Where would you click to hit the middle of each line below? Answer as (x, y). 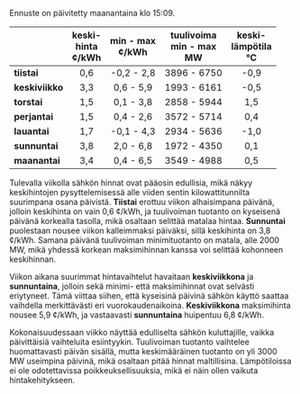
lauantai (32, 131)
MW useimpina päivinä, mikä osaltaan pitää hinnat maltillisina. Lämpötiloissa (150, 361)
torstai (28, 102)
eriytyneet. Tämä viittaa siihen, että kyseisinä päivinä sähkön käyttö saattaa (149, 295)
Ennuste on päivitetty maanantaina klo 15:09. (92, 13)
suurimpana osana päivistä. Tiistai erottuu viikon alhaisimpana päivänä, (142, 202)
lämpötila (251, 46)
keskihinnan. (33, 259)
